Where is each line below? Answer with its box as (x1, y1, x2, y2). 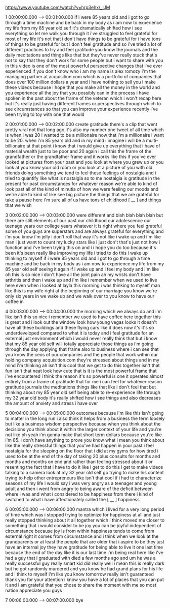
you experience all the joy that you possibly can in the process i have (5, 90, 149, 96)
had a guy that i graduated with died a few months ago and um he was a (5, 555, 156, 561)
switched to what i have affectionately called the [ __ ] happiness (5, 497, 140, 502)
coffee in (5, 298, 24, 305)
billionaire (5, 143, 26, 149)
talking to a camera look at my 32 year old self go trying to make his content (5, 470, 164, 475)
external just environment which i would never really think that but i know (5, 336, 158, 341)
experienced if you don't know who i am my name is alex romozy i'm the (5, 68, 156, 74)
